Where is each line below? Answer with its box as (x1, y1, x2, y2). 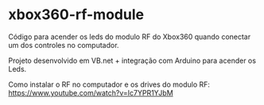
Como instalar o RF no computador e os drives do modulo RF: (8, 80, 211, 89)
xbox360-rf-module (8, 6, 145, 24)
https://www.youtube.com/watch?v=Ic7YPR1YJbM (8, 87, 173, 97)
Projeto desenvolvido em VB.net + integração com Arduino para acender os (8, 56, 257, 65)
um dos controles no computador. (8, 40, 119, 49)
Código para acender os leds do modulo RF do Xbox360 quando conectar (8, 32, 251, 41)
